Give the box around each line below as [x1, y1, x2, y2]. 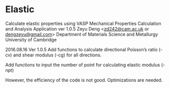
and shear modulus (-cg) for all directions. [13, 52, 102, 58]
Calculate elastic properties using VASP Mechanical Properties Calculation [5, 20, 161, 26]
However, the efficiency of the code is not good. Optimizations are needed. [5, 77, 163, 83]
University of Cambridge [5, 37, 57, 43]
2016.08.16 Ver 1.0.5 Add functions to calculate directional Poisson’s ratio [5, 46, 158, 52]
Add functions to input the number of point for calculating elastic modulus [5, 62, 160, 68]
